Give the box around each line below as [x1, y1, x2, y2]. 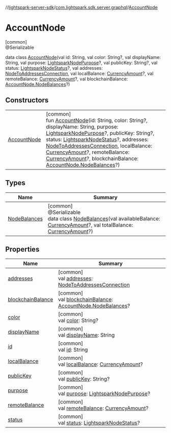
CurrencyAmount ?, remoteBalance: [45, 149, 130, 156]
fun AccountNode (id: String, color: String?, [45, 117, 148, 124]
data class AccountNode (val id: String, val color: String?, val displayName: [5, 54, 161, 60]
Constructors [5, 96, 49, 105]
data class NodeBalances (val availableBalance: [47, 215, 160, 222]
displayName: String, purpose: [45, 123, 119, 130]
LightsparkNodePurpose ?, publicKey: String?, [45, 129, 155, 136]
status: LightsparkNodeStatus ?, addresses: [45, 136, 149, 143]
